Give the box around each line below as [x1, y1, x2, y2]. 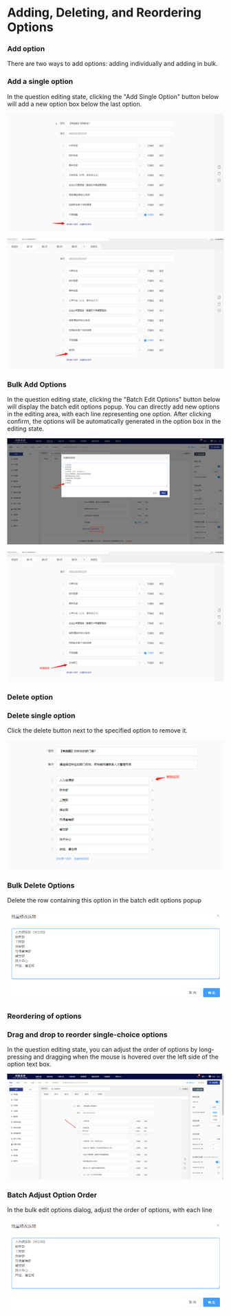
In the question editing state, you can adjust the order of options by [7, 1045, 198, 1053]
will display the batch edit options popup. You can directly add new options [7, 402, 220, 411]
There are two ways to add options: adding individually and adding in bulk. [7, 60, 218, 68]
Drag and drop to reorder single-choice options [7, 1030, 168, 1039]
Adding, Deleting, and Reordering [7, 5, 201, 21]
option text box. [7, 1059, 52, 1068]
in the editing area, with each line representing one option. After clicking [7, 410, 212, 418]
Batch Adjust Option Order [7, 1190, 98, 1200]
